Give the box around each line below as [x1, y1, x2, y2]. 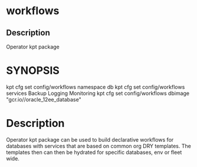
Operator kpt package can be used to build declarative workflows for [6, 136, 174, 143]
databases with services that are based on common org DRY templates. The [6, 142, 192, 149]
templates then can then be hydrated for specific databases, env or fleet [6, 149, 182, 156]
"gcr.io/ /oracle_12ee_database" [6, 96, 81, 103]
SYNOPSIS [6, 64, 60, 77]
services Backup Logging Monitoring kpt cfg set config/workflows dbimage [6, 90, 190, 97]
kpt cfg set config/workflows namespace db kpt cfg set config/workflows [6, 83, 185, 90]
